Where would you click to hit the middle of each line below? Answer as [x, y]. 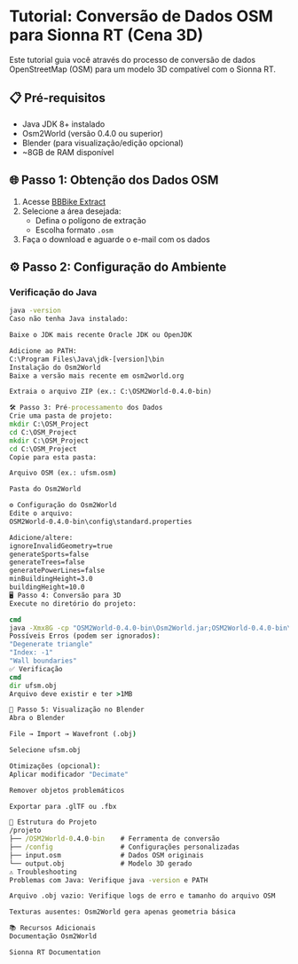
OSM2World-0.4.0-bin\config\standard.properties [101, 521]
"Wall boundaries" [43, 661]
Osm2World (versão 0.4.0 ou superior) [93, 133]
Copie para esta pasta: [53, 457]
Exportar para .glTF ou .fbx [63, 806]
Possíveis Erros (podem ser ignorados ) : [85, 636]
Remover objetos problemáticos [67, 790]
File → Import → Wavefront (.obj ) [73, 734]
